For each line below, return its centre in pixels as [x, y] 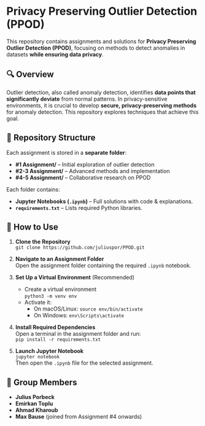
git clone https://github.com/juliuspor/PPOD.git [80, 248]
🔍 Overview [30, 75]
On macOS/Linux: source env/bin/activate [88, 309]
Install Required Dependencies [55, 327]
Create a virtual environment [60, 289]
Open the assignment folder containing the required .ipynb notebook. [103, 266]
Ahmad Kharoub [37, 410]
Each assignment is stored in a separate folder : [67, 152]
